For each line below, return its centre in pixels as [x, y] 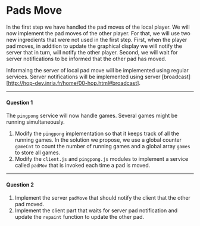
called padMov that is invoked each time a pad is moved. [82, 166]
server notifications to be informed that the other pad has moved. [86, 59]
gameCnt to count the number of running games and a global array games [102, 146]
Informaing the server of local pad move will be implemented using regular [98, 70]
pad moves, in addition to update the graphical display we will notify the [94, 46]
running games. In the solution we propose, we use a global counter [98, 140]
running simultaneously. [35, 122]
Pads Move [34, 10]
